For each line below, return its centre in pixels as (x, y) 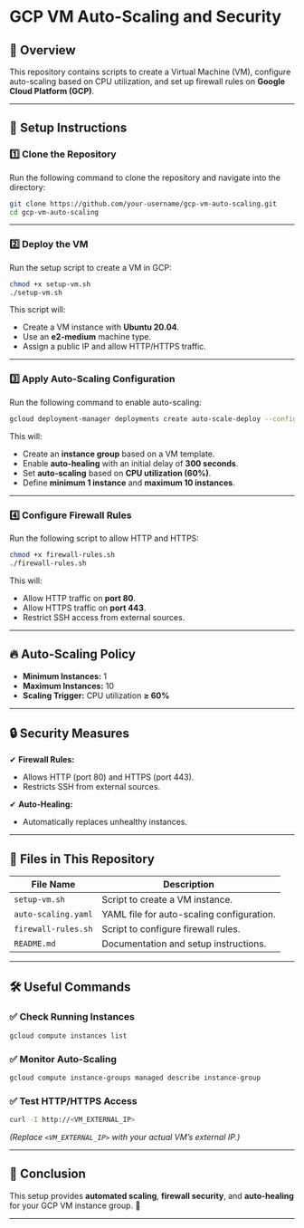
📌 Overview (43, 50)
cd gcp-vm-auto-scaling (54, 212)
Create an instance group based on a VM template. (119, 454)
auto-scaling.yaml (53, 915)
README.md (35, 944)
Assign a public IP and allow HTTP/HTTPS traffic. (114, 347)
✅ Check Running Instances (72, 1017)
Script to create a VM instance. (167, 900)
